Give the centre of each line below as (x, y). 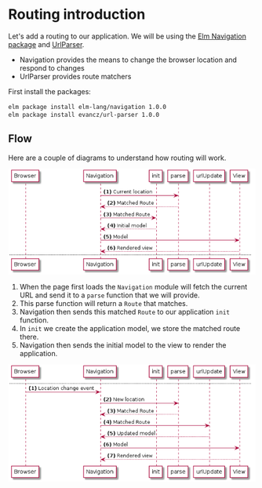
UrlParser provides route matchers (75, 76)
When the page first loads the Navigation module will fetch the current (133, 287)
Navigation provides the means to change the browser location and (128, 60)
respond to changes (52, 67)
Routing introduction (77, 15)
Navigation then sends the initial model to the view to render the (123, 345)
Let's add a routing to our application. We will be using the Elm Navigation (127, 36)
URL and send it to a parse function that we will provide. (109, 295)
